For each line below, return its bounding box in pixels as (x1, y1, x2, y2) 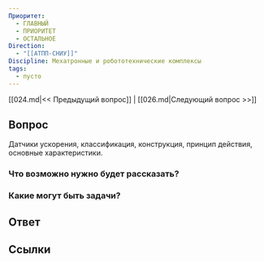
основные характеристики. (8, 148, 103, 158)
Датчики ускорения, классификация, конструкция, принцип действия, (8, 140, 253, 149)
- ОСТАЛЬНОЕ (15, 34, 57, 43)
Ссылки (8, 243, 51, 256)
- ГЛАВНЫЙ (15, 19, 49, 28)
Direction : (8, 42, 45, 50)
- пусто (15, 72, 42, 80)
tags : (8, 65, 27, 73)
